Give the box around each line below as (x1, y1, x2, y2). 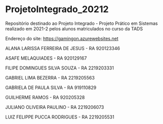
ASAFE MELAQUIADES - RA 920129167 (5, 55, 87, 61)
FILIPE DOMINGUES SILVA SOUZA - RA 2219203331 (5, 65, 114, 71)
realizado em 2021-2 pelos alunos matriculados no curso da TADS (5, 25, 143, 31)
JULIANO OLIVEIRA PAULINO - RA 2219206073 (5, 104, 104, 110)
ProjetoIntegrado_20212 (5, 4, 109, 15)
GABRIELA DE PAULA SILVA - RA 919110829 (5, 85, 97, 91)
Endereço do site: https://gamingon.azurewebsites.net (5, 35, 118, 42)
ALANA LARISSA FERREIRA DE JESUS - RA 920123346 (5, 45, 120, 51)
